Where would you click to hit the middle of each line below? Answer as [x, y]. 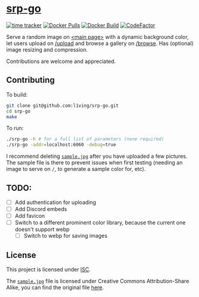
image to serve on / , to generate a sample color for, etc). [76, 169]
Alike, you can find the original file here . [55, 287]
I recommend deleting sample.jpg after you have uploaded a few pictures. [97, 156]
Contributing [30, 80]
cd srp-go [19, 111]
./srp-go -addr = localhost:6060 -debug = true [61, 145]
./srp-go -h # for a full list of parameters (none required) [85, 139]
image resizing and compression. [47, 49]
